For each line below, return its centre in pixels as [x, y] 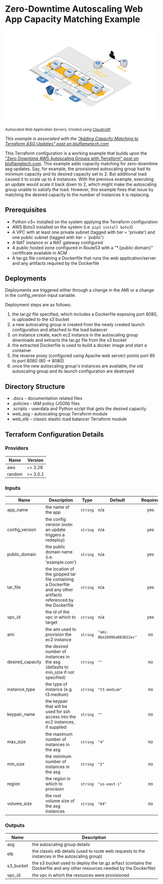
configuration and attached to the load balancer [60, 330]
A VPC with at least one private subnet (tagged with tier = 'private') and [83, 232]
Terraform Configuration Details [55, 434]
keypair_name [21, 714]
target [51, 622]
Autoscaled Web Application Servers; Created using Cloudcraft [58, 129]
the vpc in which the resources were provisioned [81, 875]
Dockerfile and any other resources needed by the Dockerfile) [94, 868]
